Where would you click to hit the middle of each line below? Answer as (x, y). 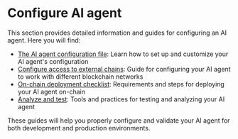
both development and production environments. (79, 128)
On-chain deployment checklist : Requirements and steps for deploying (121, 84)
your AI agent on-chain (51, 91)
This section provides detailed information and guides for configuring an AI (117, 33)
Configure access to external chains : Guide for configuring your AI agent (124, 69)
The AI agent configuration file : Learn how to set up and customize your (123, 54)
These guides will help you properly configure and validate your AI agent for (119, 120)
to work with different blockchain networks (80, 77)
